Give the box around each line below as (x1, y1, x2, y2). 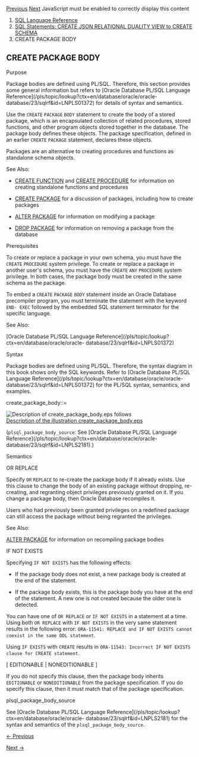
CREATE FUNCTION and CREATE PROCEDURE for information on (14, 177, 175, 184)
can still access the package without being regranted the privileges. (6, 513, 172, 520)
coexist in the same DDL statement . (6, 631, 96, 638)
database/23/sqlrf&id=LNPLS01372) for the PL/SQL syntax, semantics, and (6, 381, 190, 388)
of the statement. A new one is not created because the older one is (14, 594, 181, 601)
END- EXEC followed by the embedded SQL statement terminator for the (6, 303, 179, 311)
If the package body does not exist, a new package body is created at (14, 570, 186, 578)
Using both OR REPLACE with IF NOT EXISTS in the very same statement (6, 619, 177, 626)
